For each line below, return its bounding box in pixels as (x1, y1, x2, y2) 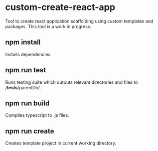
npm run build (5, 99, 50, 107)
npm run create (5, 127, 54, 135)
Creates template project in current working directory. (5, 140, 116, 146)
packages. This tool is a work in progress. (5, 23, 92, 29)
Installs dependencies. (5, 51, 52, 57)
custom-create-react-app (5, 2, 115, 13)
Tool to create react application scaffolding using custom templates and (5, 18, 153, 24)
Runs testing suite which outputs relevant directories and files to (5, 79, 138, 85)
